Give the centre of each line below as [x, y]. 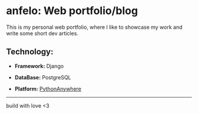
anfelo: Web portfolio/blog [72, 11]
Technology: [30, 52]
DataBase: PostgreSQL [43, 77]
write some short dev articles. [42, 33]
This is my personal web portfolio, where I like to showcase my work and [94, 27]
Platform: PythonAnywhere [48, 89]
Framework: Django [39, 66]
